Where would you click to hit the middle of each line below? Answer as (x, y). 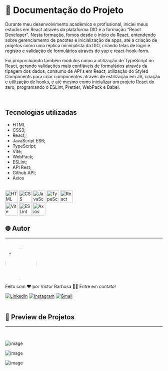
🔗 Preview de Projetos (40, 317)
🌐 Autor (18, 228)
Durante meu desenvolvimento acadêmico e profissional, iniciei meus (77, 24)
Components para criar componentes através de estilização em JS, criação (83, 76)
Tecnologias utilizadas (41, 113)
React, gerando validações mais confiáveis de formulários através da (76, 66)
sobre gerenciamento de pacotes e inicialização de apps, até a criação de (81, 40)
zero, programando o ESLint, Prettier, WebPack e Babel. (62, 87)
